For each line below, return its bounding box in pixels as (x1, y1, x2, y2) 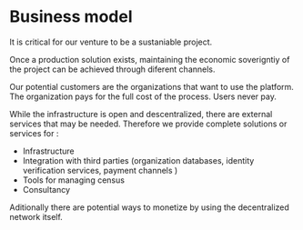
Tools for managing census (22, 175, 126, 185)
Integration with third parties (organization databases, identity (22, 155, 255, 165)
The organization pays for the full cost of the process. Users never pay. (9, 91, 278, 102)
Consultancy (22, 184, 71, 195)
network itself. (9, 211, 64, 222)
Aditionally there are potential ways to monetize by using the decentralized (9, 202, 289, 213)
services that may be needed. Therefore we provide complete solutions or (9, 118, 288, 129)
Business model (9, 6, 133, 27)
